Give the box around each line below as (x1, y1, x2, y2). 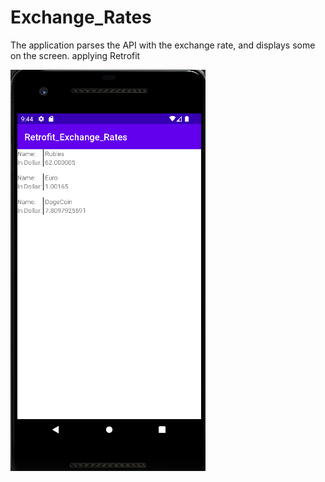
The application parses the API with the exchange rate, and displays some (10, 39, 316, 51)
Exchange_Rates (10, 6, 152, 29)
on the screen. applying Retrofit (10, 49, 141, 61)
